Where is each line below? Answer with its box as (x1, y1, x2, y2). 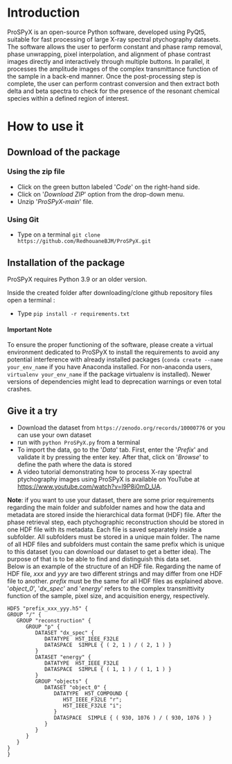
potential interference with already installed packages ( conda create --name (7, 355, 224, 364)
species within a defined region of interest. (7, 94, 130, 102)
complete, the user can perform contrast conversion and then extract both (7, 79, 220, 87)
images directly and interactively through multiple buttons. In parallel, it (7, 57, 210, 65)
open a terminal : (7, 296, 55, 304)
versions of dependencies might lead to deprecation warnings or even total (7, 377, 222, 386)
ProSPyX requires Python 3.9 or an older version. (7, 275, 148, 283)
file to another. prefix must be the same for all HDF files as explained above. (7, 577, 224, 585)
